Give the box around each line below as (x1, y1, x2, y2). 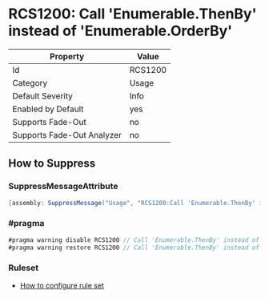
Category (12, 77, 48, 88)
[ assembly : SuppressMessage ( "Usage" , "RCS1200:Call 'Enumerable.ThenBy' (8, 199, 256, 207)
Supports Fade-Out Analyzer (12, 129, 122, 140)
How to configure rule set (19, 280, 104, 290)
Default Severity (12, 90, 74, 101)
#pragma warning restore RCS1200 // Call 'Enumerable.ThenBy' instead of (8, 244, 260, 252)
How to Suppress (8, 157, 96, 171)
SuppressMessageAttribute (8, 181, 118, 192)
